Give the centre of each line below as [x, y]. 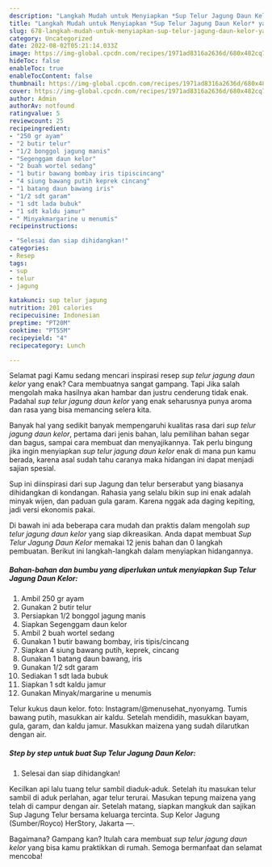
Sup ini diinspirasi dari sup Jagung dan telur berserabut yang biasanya [126, 484]
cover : [20, 91]
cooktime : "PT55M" [40, 330]
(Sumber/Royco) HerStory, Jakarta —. [72, 823]
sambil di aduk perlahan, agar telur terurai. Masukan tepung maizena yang [133, 798]
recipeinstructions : [44, 226]
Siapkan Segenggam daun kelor [74, 625]
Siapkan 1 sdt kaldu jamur [63, 684]
